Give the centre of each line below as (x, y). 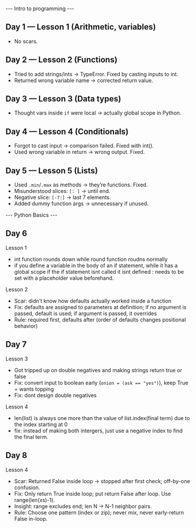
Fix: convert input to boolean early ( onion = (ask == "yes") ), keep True (101, 382)
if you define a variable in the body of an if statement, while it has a (96, 265)
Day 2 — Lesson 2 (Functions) (61, 60)
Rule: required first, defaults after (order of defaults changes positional (100, 319)
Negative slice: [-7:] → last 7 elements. (63, 198)
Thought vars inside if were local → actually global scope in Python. (97, 113)
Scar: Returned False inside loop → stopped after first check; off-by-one (102, 481)
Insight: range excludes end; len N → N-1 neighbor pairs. (83, 506)
